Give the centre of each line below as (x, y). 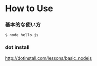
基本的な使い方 (23, 25)
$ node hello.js (22, 35)
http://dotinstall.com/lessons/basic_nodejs (48, 58)
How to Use (29, 9)
